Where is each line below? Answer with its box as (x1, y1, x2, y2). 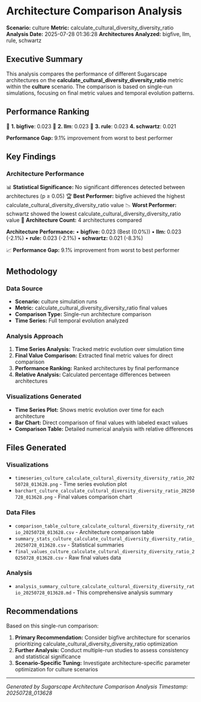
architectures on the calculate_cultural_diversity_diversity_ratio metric (6, 76, 184, 83)
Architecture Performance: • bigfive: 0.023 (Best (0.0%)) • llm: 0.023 (6, 228, 181, 235)
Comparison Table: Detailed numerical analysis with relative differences (14, 425, 193, 433)
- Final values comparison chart (53, 493, 133, 500)
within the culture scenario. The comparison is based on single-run (6, 83, 173, 90)
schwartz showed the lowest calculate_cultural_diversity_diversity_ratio (6, 210, 181, 217)
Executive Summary (6, 54, 83, 64)
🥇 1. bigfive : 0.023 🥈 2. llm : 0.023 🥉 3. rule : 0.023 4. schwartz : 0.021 (6, 122, 176, 130)
